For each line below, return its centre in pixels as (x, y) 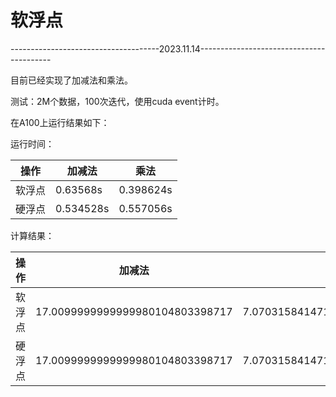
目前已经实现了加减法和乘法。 (71, 80)
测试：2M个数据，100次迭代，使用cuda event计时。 (117, 101)
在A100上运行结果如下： (60, 122)
